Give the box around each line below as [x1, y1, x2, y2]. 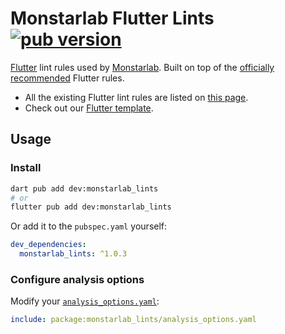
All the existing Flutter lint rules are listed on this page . [24, 91, 249, 103]
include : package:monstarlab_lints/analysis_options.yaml [10, 315, 257, 325]
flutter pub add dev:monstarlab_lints [10, 202, 172, 212]
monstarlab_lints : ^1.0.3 [19, 249, 128, 259]
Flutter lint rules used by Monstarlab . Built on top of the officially [10, 61, 275, 73]
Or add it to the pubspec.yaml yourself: [10, 220, 168, 232]
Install [10, 161, 42, 175]
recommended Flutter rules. [10, 72, 125, 84]
